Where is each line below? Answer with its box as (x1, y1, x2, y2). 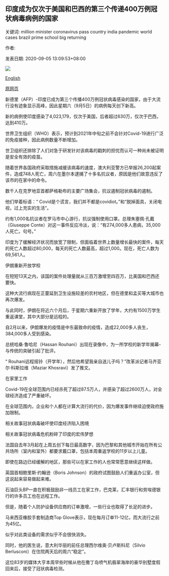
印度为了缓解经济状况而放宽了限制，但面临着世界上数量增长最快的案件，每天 (5, 239, 164, 245)
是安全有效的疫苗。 (5, 154, 45, 160)
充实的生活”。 (22, 205, 52, 211)
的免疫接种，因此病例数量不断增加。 (5, 136, 80, 142)
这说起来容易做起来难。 (5, 475, 54, 482)
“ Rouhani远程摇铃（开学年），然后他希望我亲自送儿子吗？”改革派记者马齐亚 (5, 358, 162, 364)
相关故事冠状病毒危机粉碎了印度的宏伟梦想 (5, 431, 94, 437)
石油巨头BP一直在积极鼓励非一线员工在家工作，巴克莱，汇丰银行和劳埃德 (5, 487, 157, 493)
